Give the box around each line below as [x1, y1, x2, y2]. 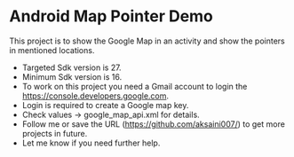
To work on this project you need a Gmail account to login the [21, 81, 248, 91]
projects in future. [21, 128, 88, 138]
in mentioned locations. [9, 44, 95, 55]
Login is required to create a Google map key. [21, 99, 189, 110]
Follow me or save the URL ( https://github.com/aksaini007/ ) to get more [21, 118, 286, 130]
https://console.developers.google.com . [21, 90, 170, 101]
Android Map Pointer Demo [9, 6, 213, 27]
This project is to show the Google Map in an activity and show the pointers [9, 35, 286, 46]
